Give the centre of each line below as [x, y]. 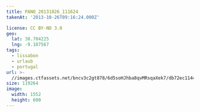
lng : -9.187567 [30, 45]
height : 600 [26, 100]
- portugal [25, 67]
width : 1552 [26, 95]
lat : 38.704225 [30, 39]
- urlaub [22, 61]
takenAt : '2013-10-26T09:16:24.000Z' [53, 17]
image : [14, 89]
